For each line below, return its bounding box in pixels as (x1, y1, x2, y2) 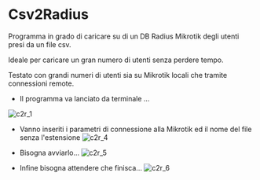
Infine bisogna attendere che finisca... (19, 163, 143, 172)
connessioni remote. (8, 79, 75, 88)
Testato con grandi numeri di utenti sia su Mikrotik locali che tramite (8, 70, 228, 79)
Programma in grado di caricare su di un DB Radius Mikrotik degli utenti (8, 31, 240, 41)
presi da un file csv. (8, 39, 72, 49)
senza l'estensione (19, 132, 81, 142)
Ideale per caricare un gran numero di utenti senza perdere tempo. (8, 55, 224, 64)
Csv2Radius (8, 6, 89, 24)
